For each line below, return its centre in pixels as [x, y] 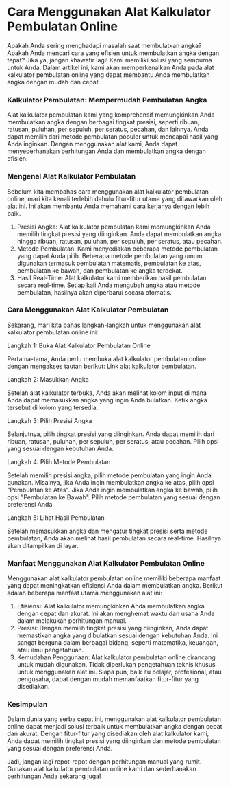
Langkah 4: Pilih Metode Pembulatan [59, 461]
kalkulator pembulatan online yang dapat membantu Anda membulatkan [108, 75]
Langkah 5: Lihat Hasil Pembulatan [56, 517]
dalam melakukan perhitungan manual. [72, 621]
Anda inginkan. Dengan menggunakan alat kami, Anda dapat [92, 144]
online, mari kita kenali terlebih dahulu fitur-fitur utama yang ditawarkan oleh [115, 198]
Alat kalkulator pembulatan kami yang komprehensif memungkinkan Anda [111, 115]
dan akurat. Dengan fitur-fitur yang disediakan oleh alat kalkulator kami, [108, 734]
